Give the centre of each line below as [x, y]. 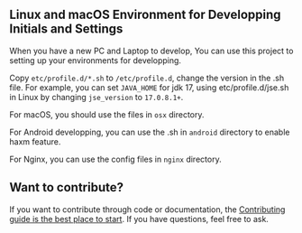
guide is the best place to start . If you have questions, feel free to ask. [139, 219]
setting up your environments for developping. [96, 60]
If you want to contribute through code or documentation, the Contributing [147, 209]
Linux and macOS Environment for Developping [145, 15]
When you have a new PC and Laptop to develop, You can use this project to [151, 51]
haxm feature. [35, 141]
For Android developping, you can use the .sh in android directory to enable [150, 132]
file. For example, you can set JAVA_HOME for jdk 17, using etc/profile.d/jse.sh [149, 87]
